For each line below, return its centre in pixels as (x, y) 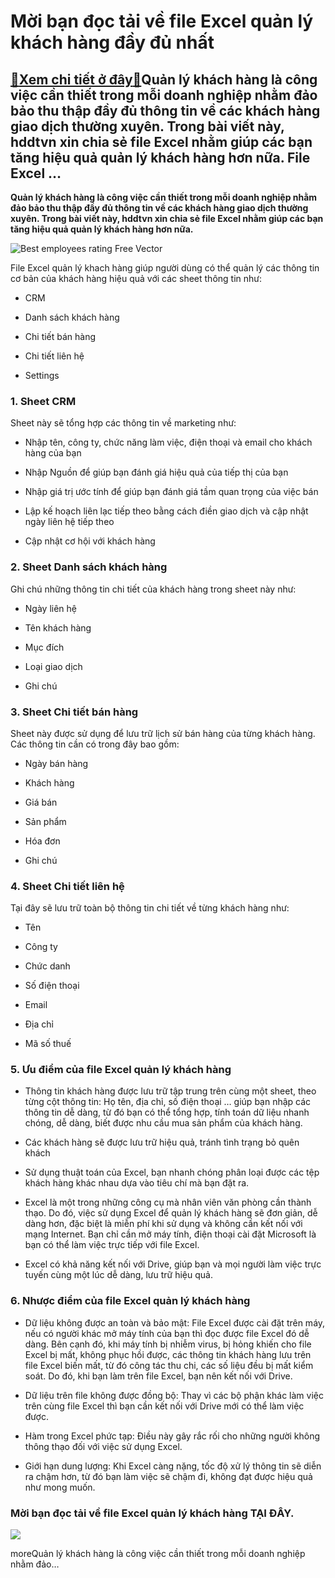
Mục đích (44, 647)
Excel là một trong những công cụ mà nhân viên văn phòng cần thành (168, 1202)
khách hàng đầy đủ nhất (112, 42)
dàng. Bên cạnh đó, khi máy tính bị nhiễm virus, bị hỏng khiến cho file (168, 1344)
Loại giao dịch (53, 666)
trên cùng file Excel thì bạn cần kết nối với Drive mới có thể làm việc (164, 1406)
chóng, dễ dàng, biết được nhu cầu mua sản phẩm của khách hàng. (163, 1123)
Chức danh (47, 966)
